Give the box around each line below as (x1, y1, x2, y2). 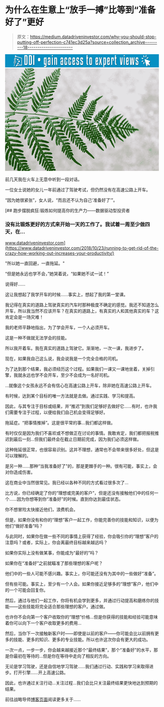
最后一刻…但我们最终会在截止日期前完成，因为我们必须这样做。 (13, 436, 142, 442)
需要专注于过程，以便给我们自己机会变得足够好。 (9, 409, 108, 415)
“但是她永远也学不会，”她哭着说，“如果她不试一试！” (5, 271, 109, 277)
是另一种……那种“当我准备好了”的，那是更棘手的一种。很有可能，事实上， (5, 463, 153, 469)
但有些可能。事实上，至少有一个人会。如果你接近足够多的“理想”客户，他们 (5, 581, 155, 587)
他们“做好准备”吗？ (5, 523, 43, 529)
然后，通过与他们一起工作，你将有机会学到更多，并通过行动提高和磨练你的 (5, 597, 155, 603)
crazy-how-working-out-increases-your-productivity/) (5, 250, 115, 256)
